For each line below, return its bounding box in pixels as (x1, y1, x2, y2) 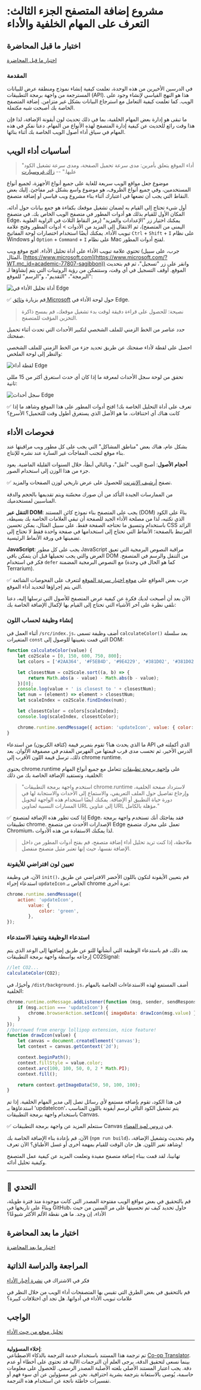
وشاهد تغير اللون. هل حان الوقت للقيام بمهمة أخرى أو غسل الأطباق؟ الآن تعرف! (7, 1141, 183, 1148)
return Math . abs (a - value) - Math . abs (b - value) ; (28, 675, 160, 681)
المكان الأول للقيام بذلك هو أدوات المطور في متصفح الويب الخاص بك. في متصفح (7, 211, 185, 218)
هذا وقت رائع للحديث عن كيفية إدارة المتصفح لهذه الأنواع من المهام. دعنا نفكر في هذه (7, 122, 195, 129)
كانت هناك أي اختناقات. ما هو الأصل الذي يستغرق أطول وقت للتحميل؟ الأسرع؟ (7, 410, 180, 417)
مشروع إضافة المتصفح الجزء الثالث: (7, 4, 163, 18)
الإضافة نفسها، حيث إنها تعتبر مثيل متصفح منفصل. (21, 845, 131, 852)
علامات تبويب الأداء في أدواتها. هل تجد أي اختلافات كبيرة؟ (7, 1294, 133, 1302)
